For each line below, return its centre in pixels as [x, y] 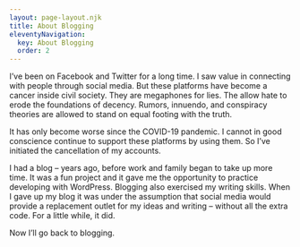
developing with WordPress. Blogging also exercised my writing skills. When [150, 187]
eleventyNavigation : [48, 34]
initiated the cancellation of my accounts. [85, 151]
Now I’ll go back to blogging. [62, 233]
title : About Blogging [51, 26]
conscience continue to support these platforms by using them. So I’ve [140, 141]
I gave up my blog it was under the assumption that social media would [140, 197]
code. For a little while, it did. [62, 216]
